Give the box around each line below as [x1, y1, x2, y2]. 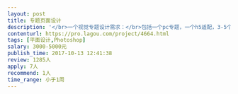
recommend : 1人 [7, 69, 51, 76]
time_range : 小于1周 [7, 76, 65, 83]
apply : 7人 [7, 63, 39, 70]
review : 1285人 [7, 57, 51, 64]
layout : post [7, 10, 46, 18]
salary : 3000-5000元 [7, 43, 67, 50]
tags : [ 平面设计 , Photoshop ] [7, 37, 86, 44]
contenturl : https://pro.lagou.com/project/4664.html [7, 30, 170, 37]
